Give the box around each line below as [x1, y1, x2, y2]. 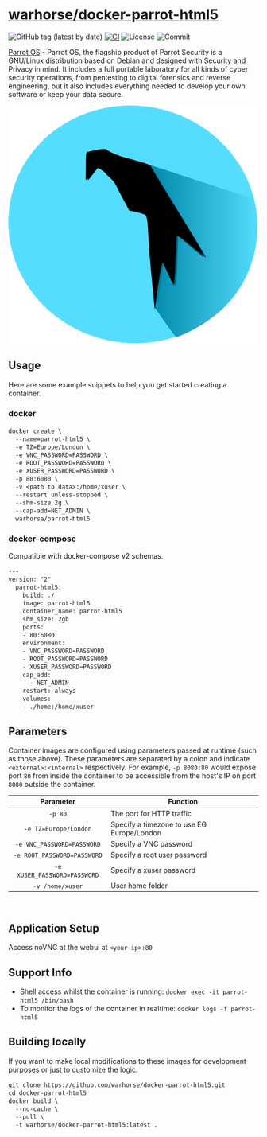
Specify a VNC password [110, 839, 193, 849]
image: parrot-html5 [22, 599, 91, 608]
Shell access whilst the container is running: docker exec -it [19, 987, 220, 996]
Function [168, 797, 199, 807]
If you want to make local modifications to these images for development [8, 1056, 246, 1065]
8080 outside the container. [8, 779, 96, 789]
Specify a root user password [110, 850, 207, 860]
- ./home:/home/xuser [22, 703, 94, 711]
